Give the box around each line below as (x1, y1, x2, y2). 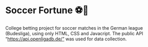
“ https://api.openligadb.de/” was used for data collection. (5, 36, 127, 42)
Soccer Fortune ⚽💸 (5, 5, 89, 16)
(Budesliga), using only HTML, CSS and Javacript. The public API (5, 30, 143, 36)
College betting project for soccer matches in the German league (5, 25, 143, 31)
